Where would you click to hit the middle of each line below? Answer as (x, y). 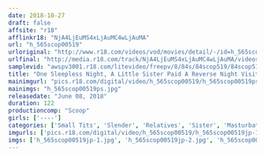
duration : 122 (32, 103)
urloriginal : (30, 52)
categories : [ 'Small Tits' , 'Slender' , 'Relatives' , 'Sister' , (114, 125)
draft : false (30, 23)
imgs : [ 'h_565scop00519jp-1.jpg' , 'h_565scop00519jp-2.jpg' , (111, 140)
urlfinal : (24, 60)
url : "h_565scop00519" (45, 45)
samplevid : (26, 67)
